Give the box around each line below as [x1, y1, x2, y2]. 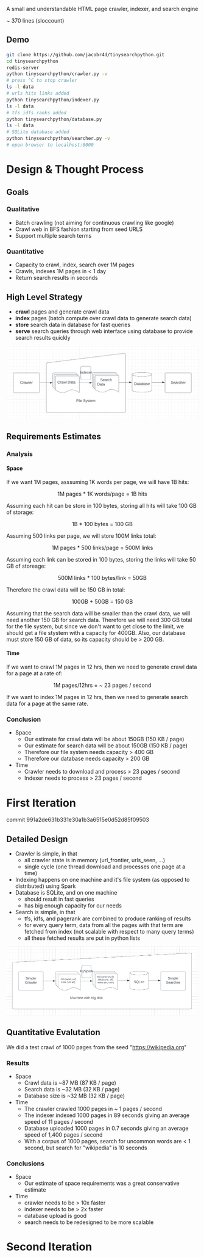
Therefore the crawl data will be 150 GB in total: [6, 586, 125, 593]
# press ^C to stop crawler [6, 78, 78, 84]
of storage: [6, 508, 34, 516]
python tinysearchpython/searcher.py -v [6, 136, 111, 142]
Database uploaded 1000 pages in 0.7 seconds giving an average [24, 1124, 189, 1132]
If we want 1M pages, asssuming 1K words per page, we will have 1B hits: [6, 478, 189, 485]
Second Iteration [6, 1240, 93, 1254]
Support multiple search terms [15, 232, 92, 239]
